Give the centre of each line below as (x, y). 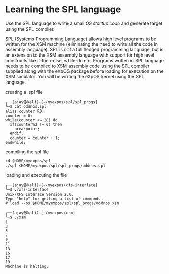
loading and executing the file (36, 175)
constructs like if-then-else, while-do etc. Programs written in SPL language (84, 60)
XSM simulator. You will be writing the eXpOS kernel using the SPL (75, 76)
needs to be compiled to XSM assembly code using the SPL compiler (77, 66)
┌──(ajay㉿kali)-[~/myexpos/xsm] (40, 213)
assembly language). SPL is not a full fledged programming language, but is (84, 49)
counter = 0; (19, 116)
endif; (17, 133)
